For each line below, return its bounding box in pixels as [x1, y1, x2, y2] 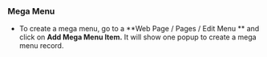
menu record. [18, 41, 64, 51]
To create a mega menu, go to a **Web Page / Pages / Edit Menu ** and [18, 24, 260, 34]
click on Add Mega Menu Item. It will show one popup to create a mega [18, 32, 257, 42]
